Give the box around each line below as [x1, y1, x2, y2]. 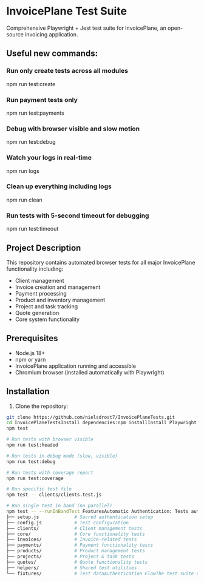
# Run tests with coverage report [6, 469, 94, 476]
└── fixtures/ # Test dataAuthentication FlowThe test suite [6, 570, 194, 577]
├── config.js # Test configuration [6, 519, 129, 526]
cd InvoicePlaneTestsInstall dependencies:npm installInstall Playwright [6, 420, 197, 426]
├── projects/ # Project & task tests [6, 553, 135, 560]
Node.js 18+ [15, 349, 46, 356]
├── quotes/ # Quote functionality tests [6, 559, 148, 565]
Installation [6, 387, 50, 397]
